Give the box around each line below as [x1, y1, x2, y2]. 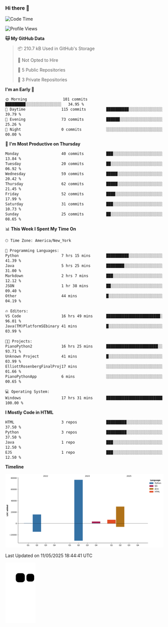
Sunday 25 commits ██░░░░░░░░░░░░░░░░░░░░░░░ [5, 212, 163, 217]
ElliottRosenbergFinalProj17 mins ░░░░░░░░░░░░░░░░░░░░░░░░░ [5, 364, 163, 369]
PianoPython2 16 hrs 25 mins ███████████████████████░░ [5, 344, 163, 349]
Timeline [5, 464, 24, 470]
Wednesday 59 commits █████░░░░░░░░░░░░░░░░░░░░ [5, 171, 163, 177]
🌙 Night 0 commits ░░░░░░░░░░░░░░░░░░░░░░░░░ [5, 127, 163, 132]
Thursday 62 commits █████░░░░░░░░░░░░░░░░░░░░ [5, 181, 163, 187]
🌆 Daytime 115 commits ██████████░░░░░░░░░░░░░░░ [5, 107, 163, 112]
